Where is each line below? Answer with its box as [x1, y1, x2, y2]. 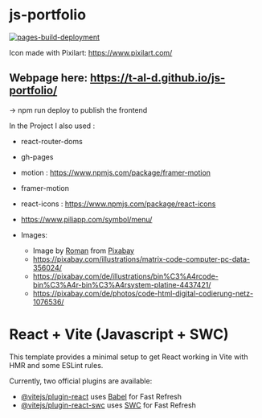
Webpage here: [9, 71, 88, 85]
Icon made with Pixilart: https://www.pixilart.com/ [9, 48, 173, 57]
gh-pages [20, 151, 54, 162]
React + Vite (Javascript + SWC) [9, 325, 229, 343]
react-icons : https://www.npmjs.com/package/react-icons [20, 199, 216, 209]
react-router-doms [20, 136, 83, 146]
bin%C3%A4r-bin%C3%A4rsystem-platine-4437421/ [32, 279, 211, 289]
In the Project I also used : [9, 121, 96, 130]
